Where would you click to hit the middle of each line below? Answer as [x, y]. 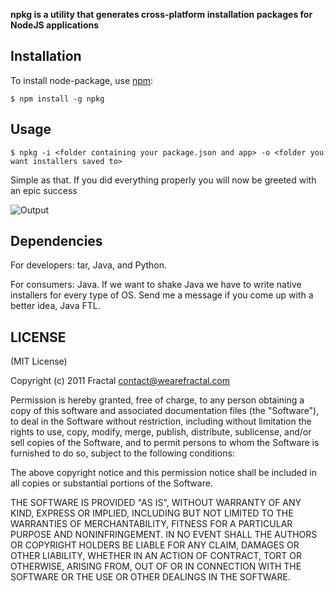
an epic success [44, 190]
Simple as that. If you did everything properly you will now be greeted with [163, 180]
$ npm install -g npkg [57, 99]
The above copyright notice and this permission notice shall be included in [163, 473]
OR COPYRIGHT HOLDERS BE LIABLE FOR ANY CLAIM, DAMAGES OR [155, 545]
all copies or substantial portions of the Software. [111, 483]
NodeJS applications [55, 25]
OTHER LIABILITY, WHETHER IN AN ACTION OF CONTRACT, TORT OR [156, 556]
